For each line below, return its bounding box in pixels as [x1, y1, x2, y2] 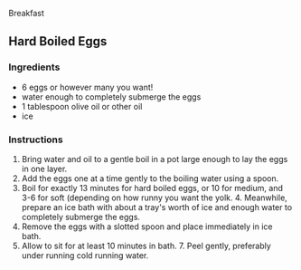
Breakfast [8, 8, 44, 18]
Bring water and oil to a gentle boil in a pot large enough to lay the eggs [21, 153, 288, 164]
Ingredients [8, 61, 61, 73]
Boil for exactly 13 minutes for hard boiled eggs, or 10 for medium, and [21, 182, 284, 193]
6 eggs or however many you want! [21, 82, 154, 92]
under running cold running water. [21, 249, 149, 261]
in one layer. [21, 163, 68, 174]
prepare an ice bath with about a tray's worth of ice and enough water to [21, 201, 293, 212]
